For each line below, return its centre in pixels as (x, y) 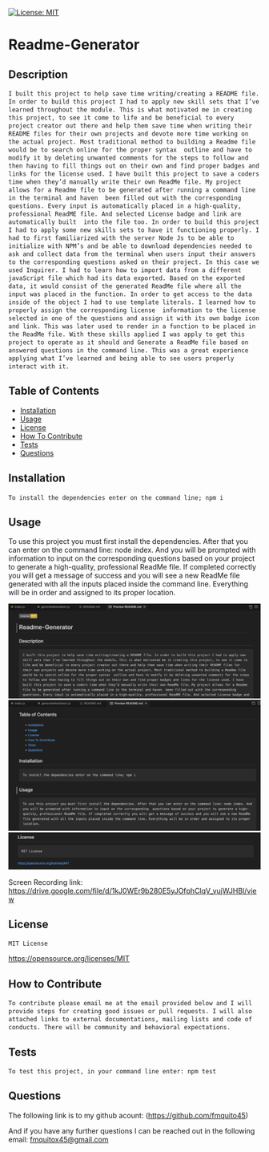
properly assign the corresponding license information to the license (132, 310)
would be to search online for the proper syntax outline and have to (130, 150)
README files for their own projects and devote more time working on (128, 134)
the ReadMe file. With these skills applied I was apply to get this (127, 335)
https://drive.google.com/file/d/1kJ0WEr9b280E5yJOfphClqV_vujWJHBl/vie (133, 890)
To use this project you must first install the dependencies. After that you (128, 542)
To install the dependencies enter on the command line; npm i (116, 497)
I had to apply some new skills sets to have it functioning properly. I (134, 230)
